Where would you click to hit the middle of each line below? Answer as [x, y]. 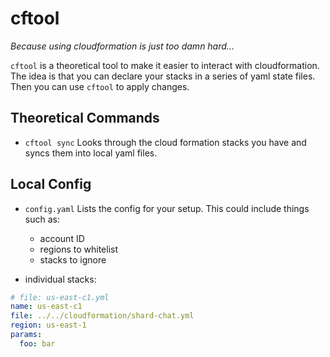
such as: [42, 219]
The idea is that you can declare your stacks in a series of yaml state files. [163, 76]
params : [26, 335]
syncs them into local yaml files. [91, 153]
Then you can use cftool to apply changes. [100, 86]
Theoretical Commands [85, 118]
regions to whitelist [79, 249]
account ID [62, 238]
